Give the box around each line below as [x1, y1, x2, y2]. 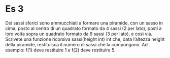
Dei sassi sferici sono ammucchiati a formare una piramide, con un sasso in [5, 20, 163, 26]
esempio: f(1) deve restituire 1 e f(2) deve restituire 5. [5, 47, 116, 53]
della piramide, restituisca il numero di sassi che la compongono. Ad [5, 41, 148, 47]
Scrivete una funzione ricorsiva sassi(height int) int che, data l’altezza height [5, 36, 165, 42]
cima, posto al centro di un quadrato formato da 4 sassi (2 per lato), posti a [5, 25, 162, 31]
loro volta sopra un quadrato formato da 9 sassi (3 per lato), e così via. [5, 31, 153, 37]
